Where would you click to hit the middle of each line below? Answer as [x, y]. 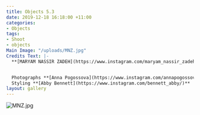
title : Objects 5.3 [30, 12]
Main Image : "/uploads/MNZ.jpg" [46, 51]
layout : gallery [26, 89]
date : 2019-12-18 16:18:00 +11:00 [49, 17]
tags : [13, 34]
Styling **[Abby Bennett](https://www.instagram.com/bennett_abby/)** [101, 83]
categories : [21, 23]
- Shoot [16, 39]
